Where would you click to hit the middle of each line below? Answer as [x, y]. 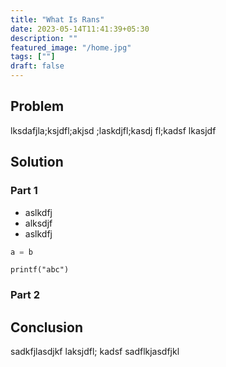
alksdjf [38, 223]
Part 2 [25, 295]
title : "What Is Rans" [57, 19]
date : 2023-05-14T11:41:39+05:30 [80, 29]
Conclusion [47, 327]
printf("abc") [40, 270]
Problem [37, 106]
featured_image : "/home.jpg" [71, 47]
